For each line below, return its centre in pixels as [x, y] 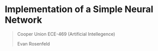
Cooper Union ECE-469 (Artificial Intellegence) [66, 34]
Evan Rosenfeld [33, 43]
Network [24, 20]
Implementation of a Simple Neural [79, 9]
